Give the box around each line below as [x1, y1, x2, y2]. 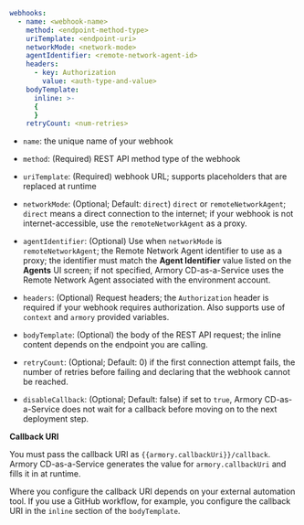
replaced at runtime [22, 181, 98, 192]
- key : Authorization [33, 69, 117, 78]
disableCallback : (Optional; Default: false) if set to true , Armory [22, 394, 263, 405]
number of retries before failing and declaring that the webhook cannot [22, 367, 290, 378]
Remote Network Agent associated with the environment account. [22, 274, 271, 285]
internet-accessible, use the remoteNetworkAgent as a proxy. [22, 218, 248, 229]
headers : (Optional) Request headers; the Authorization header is [22, 293, 269, 304]
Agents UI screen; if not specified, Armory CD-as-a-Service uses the [22, 265, 285, 276]
